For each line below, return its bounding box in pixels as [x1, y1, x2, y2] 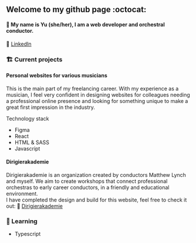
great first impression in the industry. [6, 104, 96, 111]
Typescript [14, 231, 41, 238]
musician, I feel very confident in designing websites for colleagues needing [6, 91, 191, 98]
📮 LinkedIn [6, 40, 32, 47]
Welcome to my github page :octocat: [6, 5, 147, 15]
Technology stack [6, 115, 49, 122]
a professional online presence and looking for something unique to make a [6, 97, 188, 104]
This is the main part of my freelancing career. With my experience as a [6, 85, 179, 92]
